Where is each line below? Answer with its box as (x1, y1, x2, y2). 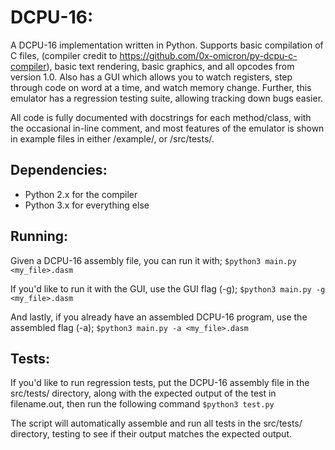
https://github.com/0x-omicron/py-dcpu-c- (119, 49, 298, 61)
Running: (10, 228, 69, 245)
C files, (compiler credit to (10, 49, 118, 61)
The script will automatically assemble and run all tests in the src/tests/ (10, 417, 303, 430)
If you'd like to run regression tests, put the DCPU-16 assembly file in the (10, 377, 310, 389)
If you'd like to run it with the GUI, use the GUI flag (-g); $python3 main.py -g (10, 282, 326, 295)
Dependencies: (10, 162, 108, 179)
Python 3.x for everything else (24, 199, 150, 211)
